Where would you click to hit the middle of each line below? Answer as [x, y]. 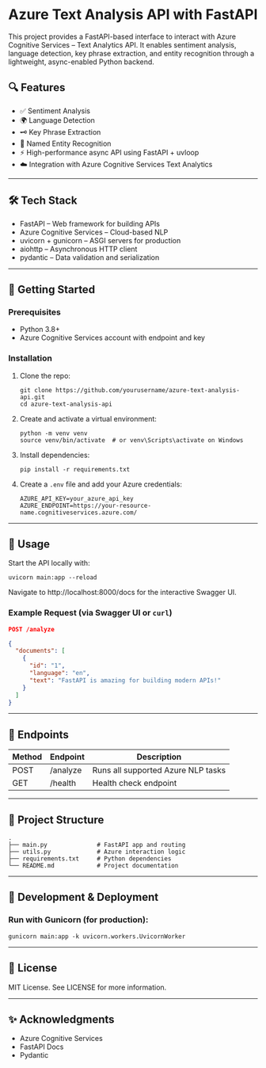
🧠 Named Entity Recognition [65, 143]
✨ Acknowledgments [61, 1019]
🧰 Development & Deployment [84, 897]
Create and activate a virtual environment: [88, 418]
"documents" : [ [40, 651]
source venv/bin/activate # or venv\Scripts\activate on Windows [131, 440]
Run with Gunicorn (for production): [78, 920]
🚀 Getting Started [52, 290]
